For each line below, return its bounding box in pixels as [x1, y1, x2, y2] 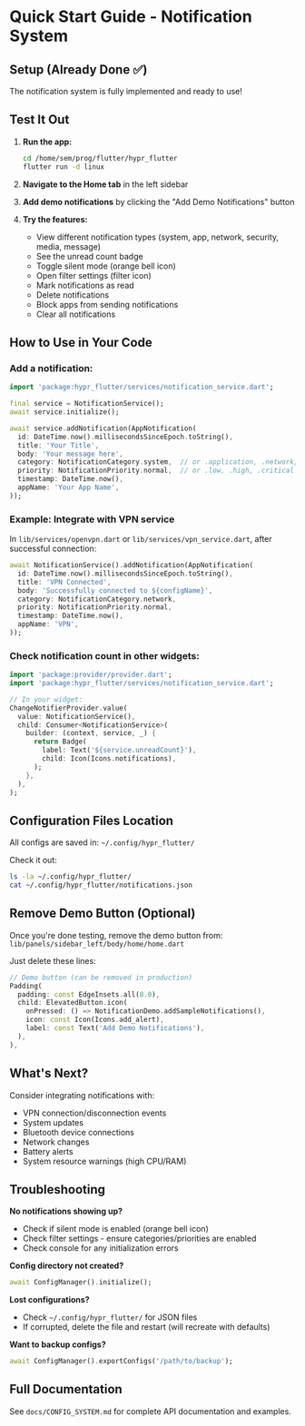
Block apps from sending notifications [35, 299, 179, 310]
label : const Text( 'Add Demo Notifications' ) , [25, 1024, 205, 1033]
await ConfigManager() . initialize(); [9, 1278, 152, 1287]
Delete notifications [35, 289, 110, 300]
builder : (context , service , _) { [25, 729, 156, 738]
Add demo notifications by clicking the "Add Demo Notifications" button [22, 196, 295, 207]
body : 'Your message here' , [17, 449, 124, 458]
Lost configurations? [9, 1294, 90, 1305]
